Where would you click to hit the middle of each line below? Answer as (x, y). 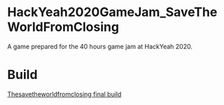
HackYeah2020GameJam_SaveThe (112, 12)
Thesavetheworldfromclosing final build (64, 94)
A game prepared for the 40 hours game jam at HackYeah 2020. (100, 46)
